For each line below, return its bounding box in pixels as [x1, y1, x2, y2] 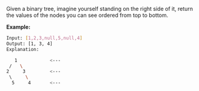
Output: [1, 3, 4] [6, 41, 53, 47]
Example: [6, 24, 31, 30]
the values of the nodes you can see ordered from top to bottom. [6, 12, 169, 19]
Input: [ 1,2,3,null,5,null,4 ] [6, 35, 83, 41]
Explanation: [6, 46, 39, 52]
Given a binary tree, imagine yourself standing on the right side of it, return [6, 5, 193, 12]
